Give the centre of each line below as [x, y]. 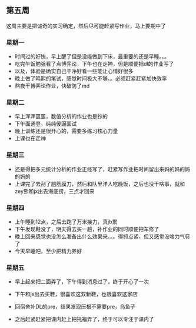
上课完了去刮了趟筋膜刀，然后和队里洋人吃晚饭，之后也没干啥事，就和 [100, 183]
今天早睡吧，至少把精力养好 [48, 251]
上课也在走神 [30, 138]
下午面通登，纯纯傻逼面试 [46, 124]
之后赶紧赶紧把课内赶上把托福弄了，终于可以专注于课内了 [84, 319]
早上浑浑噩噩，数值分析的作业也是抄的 [61, 116]
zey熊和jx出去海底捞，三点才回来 [55, 191]
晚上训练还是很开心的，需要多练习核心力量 [66, 131]
